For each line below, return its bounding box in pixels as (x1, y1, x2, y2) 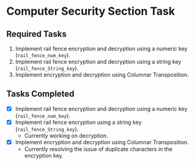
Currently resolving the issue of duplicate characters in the (24, 145, 173, 153)
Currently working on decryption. (24, 132, 108, 139)
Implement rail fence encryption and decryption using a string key (15, 58, 182, 65)
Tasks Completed (6, 89, 75, 99)
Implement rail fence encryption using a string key (15, 118, 142, 126)
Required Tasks (6, 29, 67, 39)
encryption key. (24, 152, 64, 159)
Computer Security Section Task (6, 4, 175, 18)
